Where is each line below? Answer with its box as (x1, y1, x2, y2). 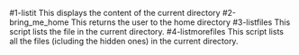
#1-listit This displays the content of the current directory (9, 8, 221, 18)
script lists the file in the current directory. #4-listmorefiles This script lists (9, 27, 284, 36)
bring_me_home (9, 17, 69, 27)
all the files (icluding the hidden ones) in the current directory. (9, 35, 239, 46)
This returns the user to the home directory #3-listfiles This (70, 17, 291, 27)
